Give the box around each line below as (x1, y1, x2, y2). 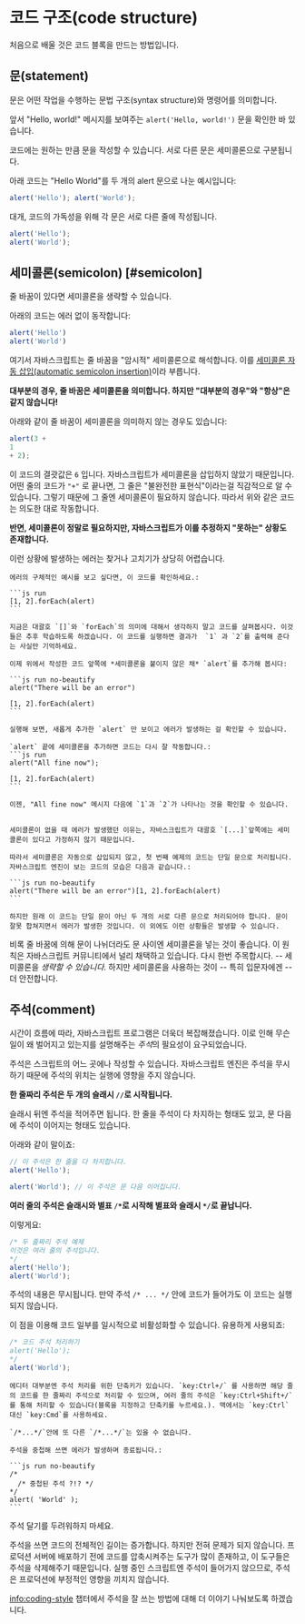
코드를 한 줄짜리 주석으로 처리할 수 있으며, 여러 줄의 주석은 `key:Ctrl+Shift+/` (19, 1391, 293, 1400)
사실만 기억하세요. (19, 642, 78, 651)
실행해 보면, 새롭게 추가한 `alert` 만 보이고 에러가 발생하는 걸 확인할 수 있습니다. (9, 725, 288, 734)
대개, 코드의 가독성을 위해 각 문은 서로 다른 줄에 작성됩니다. (9, 210, 218, 222)
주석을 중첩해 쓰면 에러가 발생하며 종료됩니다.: (9, 1446, 162, 1455)
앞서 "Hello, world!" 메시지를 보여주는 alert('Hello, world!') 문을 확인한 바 (9, 114, 286, 125)
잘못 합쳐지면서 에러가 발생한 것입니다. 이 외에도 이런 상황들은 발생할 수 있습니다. (9, 921, 280, 930)
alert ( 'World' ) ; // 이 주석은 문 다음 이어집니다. (9, 1182, 182, 1192)
